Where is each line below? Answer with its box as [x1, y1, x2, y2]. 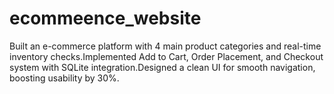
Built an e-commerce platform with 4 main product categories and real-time [9, 40, 322, 52]
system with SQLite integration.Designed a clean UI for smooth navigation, [9, 61, 316, 73]
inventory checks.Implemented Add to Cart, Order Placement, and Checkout [9, 50, 324, 62]
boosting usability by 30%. [9, 72, 120, 84]
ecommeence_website [9, 7, 202, 30]
